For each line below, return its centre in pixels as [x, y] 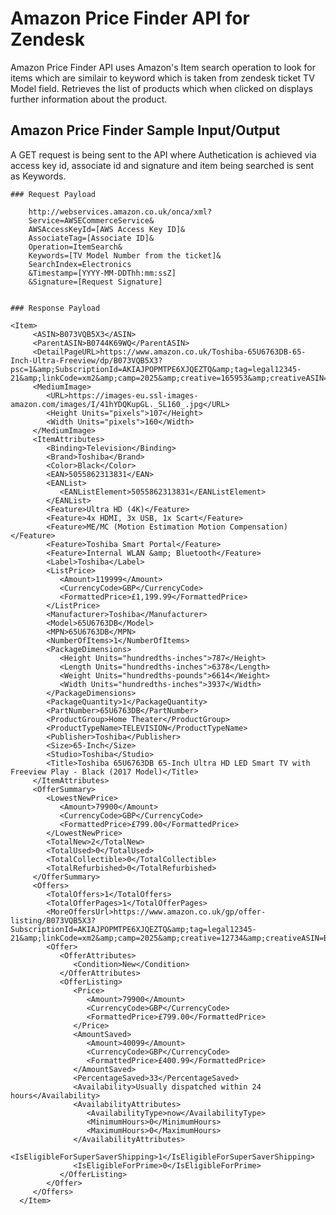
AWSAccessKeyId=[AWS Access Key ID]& [107, 229]
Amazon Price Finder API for [130, 18]
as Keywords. [38, 176]
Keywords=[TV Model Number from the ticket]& [125, 255]
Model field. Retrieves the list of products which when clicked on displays [161, 88]
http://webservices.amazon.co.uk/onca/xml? [120, 212]
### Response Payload [55, 308]
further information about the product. [89, 99]
